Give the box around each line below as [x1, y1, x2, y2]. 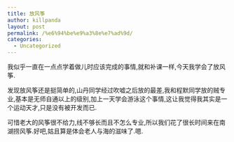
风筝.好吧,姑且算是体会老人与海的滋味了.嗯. [19, 127, 144, 135]
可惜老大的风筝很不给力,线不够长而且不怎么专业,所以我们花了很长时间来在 [7, 118, 220, 126]
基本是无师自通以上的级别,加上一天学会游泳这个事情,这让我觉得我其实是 [15, 95, 222, 103]
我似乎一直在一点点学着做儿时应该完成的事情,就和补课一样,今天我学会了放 [7, 63, 220, 70]
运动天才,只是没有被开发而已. [13, 104, 97, 111]
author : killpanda [7, 17, 61, 24]
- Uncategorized [13, 42, 61, 49]
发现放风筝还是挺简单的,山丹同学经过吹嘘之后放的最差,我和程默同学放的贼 [7, 86, 220, 94]
